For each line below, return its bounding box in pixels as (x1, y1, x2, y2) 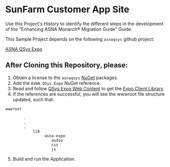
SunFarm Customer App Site (5, 4, 129, 15)
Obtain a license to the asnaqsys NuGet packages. (12, 75, 118, 81)
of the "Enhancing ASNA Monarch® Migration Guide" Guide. (5, 26, 133, 32)
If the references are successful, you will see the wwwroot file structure (12, 91, 165, 97)
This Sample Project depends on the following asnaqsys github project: (5, 36, 155, 42)
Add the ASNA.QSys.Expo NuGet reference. (12, 80, 101, 86)
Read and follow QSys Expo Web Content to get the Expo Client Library (12, 85, 163, 91)
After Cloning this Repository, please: (5, 61, 128, 70)
